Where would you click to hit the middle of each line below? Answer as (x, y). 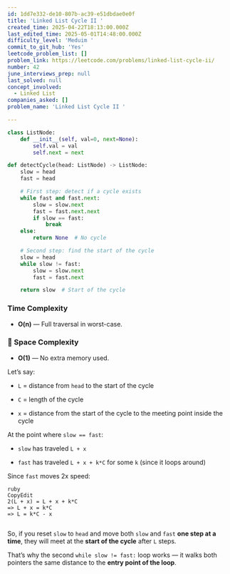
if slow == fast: (58, 218)
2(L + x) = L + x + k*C (43, 501)
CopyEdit (20, 495)
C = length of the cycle (51, 399)
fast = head (38, 179)
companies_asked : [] (38, 101)
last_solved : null (35, 80)
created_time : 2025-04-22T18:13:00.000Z (68, 27)
